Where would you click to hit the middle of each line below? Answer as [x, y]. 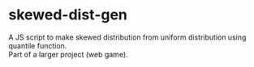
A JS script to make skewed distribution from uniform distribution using [127, 37]
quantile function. [38, 45]
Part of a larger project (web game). [68, 54]
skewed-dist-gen [68, 15]
